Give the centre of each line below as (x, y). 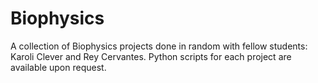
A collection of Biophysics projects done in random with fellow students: (159, 46)
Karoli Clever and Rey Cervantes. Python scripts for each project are (151, 56)
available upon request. (58, 67)
